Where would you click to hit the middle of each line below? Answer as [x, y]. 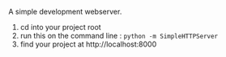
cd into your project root [60, 27]
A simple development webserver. [65, 12]
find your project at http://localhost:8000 [88, 44]
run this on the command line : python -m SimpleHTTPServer [119, 36]
